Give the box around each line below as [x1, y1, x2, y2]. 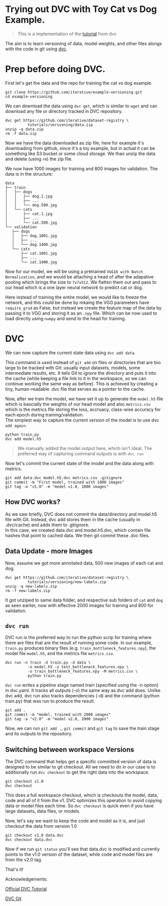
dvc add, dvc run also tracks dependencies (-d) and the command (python [5, 693, 159, 699]
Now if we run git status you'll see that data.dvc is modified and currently [5, 846, 160, 852]
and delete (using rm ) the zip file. [5, 156, 73, 162]
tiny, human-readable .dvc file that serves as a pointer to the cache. [5, 386, 145, 392]
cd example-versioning [5, 94, 53, 99]
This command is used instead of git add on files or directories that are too [5, 359, 161, 365]
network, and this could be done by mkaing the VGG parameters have [5, 299, 149, 306]
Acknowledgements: [5, 876, 48, 882]
